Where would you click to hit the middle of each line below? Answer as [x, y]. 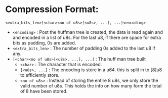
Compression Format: [52, 9]
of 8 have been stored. [44, 91]
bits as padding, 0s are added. [44, 43]
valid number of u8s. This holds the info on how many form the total [91, 86]
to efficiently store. [40, 75]
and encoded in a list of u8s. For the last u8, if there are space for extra [87, 37]
